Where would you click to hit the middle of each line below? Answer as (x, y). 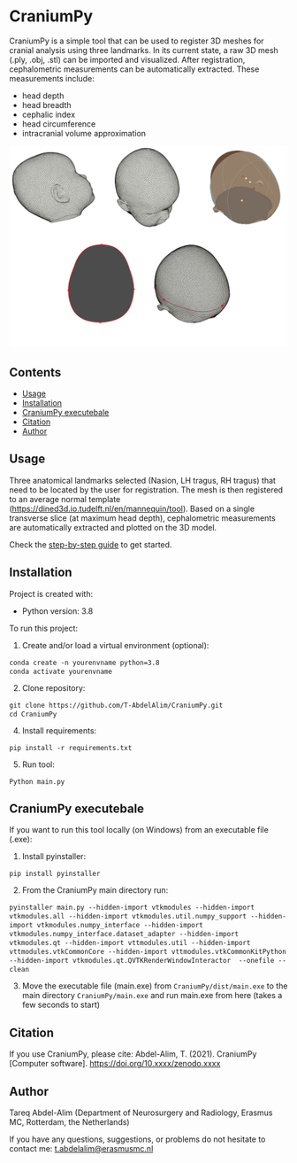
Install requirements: (59, 730)
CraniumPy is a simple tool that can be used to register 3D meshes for (137, 41)
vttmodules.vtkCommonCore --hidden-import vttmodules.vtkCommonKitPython (148, 952)
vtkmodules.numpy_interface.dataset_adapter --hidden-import (124, 934)
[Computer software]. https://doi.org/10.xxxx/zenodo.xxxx (115, 1064)
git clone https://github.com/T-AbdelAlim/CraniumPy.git (116, 705)
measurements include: (52, 78)
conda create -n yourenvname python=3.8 (85, 663)
